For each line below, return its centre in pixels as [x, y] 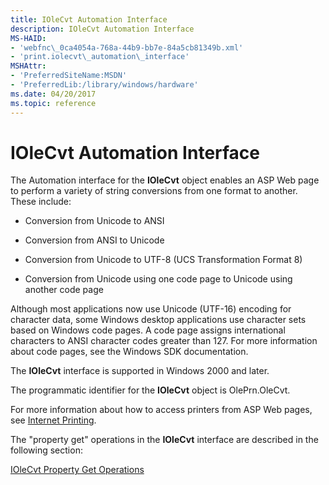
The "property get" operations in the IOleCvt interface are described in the [164, 440]
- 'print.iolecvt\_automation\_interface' [100, 57]
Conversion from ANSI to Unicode [94, 240]
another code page [64, 290]
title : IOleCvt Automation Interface [89, 19]
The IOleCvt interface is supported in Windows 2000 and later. [140, 371]
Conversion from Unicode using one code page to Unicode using [158, 279]
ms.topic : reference [53, 103]
